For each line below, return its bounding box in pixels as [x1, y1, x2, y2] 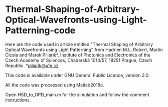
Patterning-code [5, 25, 76, 36]
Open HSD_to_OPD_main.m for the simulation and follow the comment [5, 91, 149, 97]
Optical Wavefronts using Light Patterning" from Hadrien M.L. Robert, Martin [5, 46, 163, 52]
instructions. [5, 96, 31, 103]
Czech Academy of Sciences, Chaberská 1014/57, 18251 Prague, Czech [5, 57, 152, 63]
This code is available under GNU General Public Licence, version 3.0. [5, 72, 150, 78]
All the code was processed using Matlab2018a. [5, 81, 104, 88]
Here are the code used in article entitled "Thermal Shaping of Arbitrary [5, 41, 153, 47]
